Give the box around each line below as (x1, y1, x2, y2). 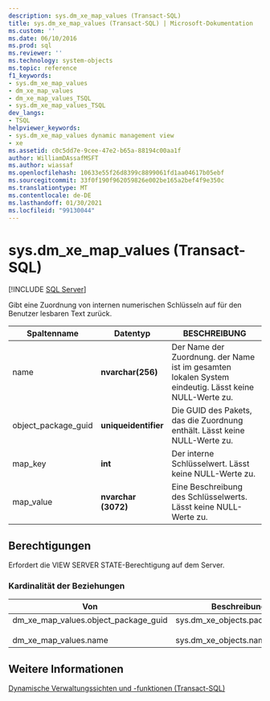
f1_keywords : (8, 72, 52, 80)
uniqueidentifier (100, 420, 164, 431)
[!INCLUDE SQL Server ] (8, 285, 87, 295)
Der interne (171, 448, 215, 460)
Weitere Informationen (8, 662, 125, 676)
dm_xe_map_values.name (12, 635, 108, 646)
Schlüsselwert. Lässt (171, 458, 250, 469)
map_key (12, 458, 47, 469)
